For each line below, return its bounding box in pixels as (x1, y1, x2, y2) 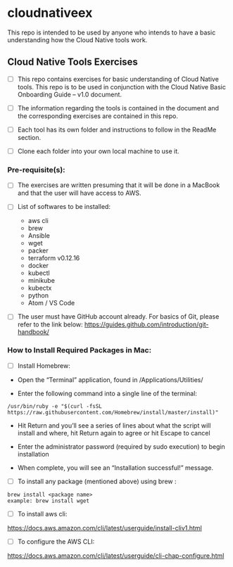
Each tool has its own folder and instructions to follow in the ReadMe (17, 125, 217, 134)
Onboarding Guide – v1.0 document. (17, 90, 122, 98)
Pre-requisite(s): (7, 165, 65, 174)
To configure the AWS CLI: (17, 537, 95, 546)
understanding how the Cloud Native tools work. (7, 35, 148, 44)
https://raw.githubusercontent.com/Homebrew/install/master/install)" (7, 409, 219, 416)
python (27, 291, 49, 300)
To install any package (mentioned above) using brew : (17, 477, 177, 485)
